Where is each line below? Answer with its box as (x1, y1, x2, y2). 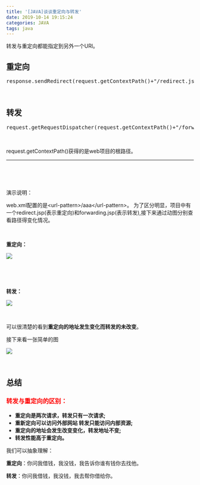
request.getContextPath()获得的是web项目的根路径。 (6, 147, 137, 155)
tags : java (6, 25, 33, 32)
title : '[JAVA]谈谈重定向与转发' (6, 8, 82, 15)
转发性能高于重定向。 (14, 434, 67, 441)
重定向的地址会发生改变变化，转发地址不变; (14, 427, 121, 434)
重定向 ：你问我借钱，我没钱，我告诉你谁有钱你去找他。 (6, 459, 142, 467)
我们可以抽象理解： (6, 447, 54, 454)
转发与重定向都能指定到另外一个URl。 (6, 42, 98, 50)
